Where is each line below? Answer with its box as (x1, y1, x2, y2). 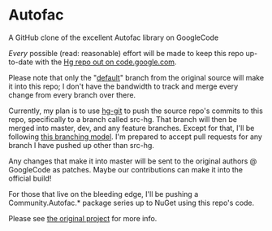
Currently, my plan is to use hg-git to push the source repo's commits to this (8, 106, 264, 115)
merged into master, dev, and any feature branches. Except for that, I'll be (8, 123, 255, 133)
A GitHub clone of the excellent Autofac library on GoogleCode (8, 33, 219, 42)
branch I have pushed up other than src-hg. (8, 140, 154, 150)
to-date (8, 57, 34, 67)
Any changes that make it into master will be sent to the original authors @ (8, 156, 257, 166)
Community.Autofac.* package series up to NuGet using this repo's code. (8, 198, 255, 207)
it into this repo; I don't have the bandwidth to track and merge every (8, 81, 239, 91)
